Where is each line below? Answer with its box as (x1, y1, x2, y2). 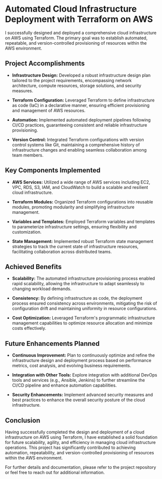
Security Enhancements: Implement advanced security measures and (12, 392, 153, 398)
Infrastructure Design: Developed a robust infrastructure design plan (12, 72, 151, 78)
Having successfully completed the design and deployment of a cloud (5, 429, 145, 435)
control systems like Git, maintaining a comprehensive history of (12, 142, 140, 148)
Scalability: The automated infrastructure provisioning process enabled (12, 275, 155, 281)
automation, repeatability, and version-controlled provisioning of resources (5, 450, 154, 455)
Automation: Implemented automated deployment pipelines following (12, 117, 151, 122)
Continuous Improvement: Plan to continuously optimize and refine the (12, 352, 155, 358)
